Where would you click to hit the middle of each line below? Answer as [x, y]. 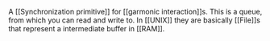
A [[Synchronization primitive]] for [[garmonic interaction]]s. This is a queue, [135, 12]
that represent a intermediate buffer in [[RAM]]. [87, 29]
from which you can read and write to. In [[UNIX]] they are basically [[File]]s [134, 20]
